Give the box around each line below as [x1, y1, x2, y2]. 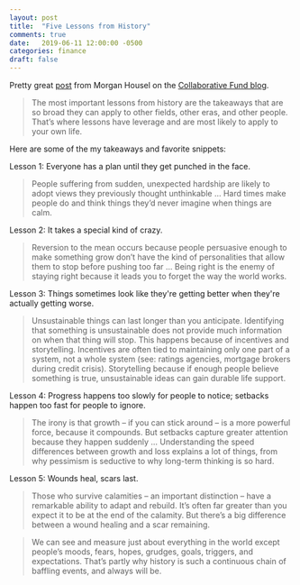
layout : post [9, 13, 59, 23]
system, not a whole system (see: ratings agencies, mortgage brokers [31, 353, 291, 364]
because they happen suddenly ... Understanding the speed [31, 436, 255, 447]
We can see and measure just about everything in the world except [31, 537, 281, 547]
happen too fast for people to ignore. [9, 400, 146, 410]
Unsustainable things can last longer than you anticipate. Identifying [31, 315, 285, 325]
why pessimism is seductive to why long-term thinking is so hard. [31, 456, 275, 466]
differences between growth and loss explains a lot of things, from [31, 446, 277, 456]
